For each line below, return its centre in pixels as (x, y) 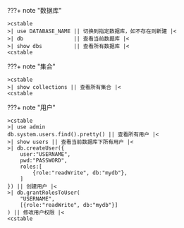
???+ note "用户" (31, 107)
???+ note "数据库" (35, 10)
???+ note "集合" (31, 66)
